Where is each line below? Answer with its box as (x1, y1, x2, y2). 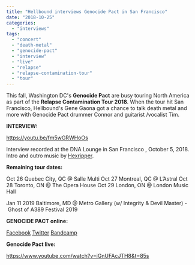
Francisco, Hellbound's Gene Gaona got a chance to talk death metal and (6, 105, 187, 112)
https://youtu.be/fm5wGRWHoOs (6, 134, 88, 141)
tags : (6, 31, 20, 37)
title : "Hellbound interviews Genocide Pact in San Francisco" (6, 8, 168, 15)
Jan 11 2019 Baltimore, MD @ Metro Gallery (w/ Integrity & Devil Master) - (6, 200, 187, 207)
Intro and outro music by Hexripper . (6, 152, 94, 159)
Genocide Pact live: (6, 240, 56, 248)
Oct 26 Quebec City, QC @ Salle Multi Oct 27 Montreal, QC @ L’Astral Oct (6, 175, 188, 182)
